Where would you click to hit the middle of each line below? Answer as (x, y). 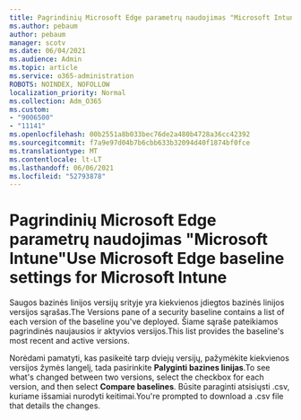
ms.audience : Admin (46, 59)
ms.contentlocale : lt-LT (56, 159)
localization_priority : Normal (68, 92)
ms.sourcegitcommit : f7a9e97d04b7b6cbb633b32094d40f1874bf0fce (130, 143)
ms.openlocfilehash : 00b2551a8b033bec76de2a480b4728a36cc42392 (130, 135)
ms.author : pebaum (43, 26)
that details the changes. (55, 406)
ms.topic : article (43, 68)
